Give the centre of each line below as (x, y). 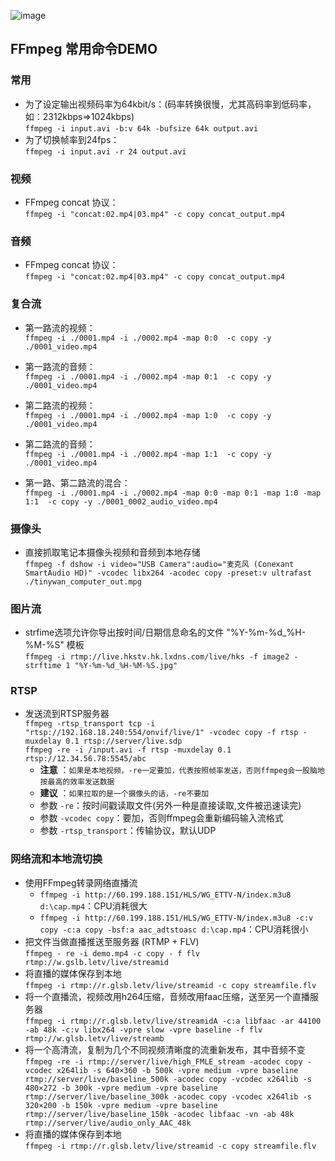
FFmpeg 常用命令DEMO (84, 49)
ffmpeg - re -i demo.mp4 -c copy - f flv (112, 953)
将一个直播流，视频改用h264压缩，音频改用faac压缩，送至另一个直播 (167, 996)
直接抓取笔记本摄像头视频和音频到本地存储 (112, 552)
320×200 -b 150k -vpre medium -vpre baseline (121, 1105)
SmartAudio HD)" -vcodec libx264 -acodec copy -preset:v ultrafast (168, 573)
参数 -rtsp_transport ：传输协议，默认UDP (128, 831)
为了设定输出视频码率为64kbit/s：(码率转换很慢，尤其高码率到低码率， (170, 104)
